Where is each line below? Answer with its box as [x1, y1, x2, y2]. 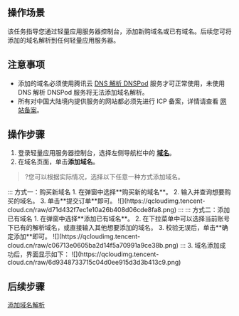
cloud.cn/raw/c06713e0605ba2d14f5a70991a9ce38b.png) [7, 241, 179, 250]
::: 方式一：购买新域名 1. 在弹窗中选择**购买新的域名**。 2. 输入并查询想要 [7, 188, 225, 196]
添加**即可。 [13, 232, 52, 241]
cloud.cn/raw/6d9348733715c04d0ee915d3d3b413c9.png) [7, 258, 181, 267]
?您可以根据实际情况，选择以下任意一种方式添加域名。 [24, 173, 184, 181]
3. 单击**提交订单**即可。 [40, 196, 117, 205]
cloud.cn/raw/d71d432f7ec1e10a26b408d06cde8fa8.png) [7, 206, 177, 214]
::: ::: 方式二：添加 [177, 206, 230, 214]
